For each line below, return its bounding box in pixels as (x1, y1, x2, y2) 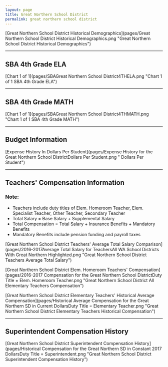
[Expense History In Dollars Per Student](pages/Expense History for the (5, 148, 153, 155)
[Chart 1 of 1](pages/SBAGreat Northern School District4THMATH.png (5, 111, 149, 117)
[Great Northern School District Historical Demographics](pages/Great (5, 30, 150, 36)
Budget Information (5, 135, 67, 144)
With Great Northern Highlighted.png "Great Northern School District (5, 252, 147, 258)
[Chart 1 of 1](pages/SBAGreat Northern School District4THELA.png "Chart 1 (5, 73, 162, 79)
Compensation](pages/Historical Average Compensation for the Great (5, 298, 149, 304)
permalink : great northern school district (5, 16, 97, 21)
